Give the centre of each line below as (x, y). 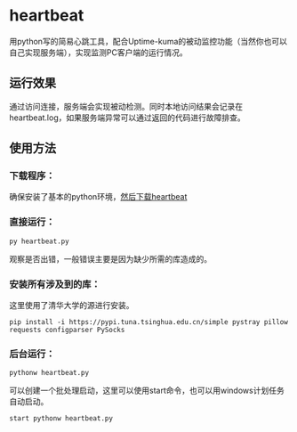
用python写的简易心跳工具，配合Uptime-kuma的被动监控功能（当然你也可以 (148, 41)
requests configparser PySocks (67, 330)
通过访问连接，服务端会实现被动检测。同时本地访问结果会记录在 (126, 106)
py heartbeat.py (39, 241)
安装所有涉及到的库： (55, 284)
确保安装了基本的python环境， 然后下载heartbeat (98, 197)
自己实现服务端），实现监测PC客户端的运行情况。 (99, 52)
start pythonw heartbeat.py (61, 419)
